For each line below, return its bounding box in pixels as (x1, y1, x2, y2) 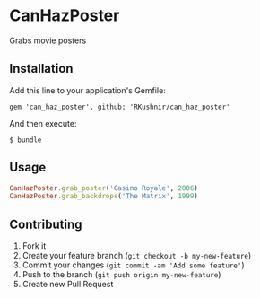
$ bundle (9, 136, 42, 145)
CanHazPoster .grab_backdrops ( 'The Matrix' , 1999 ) (9, 192, 199, 201)
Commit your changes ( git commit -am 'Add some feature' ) (22, 259, 245, 270)
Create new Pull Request (22, 279, 114, 290)
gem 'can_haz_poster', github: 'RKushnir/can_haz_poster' (9, 102, 230, 111)
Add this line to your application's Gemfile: (9, 84, 166, 95)
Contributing (9, 216, 82, 232)
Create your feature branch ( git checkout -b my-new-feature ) (22, 250, 252, 261)
